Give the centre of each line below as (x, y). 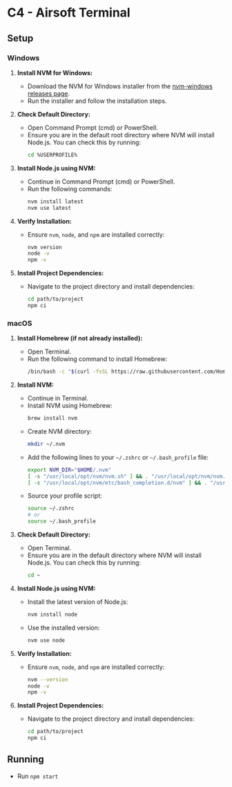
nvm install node (52, 614)
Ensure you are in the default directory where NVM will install (114, 555)
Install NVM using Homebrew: (70, 406)
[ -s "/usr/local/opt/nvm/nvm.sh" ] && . (88, 476)
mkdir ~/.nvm (46, 444)
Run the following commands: (70, 188)
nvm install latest (56, 202)
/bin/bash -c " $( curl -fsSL (68, 372)
